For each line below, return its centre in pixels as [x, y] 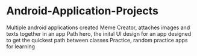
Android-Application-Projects [82, 11]
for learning [20, 46]
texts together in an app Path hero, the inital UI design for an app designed [99, 33]
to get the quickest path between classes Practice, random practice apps [97, 40]
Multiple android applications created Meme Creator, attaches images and [98, 27]
